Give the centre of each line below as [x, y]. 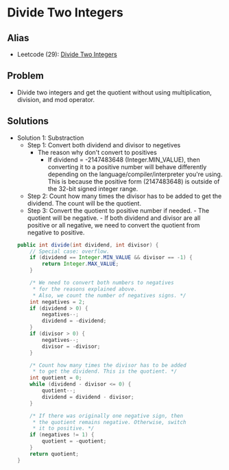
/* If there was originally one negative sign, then [107, 416]
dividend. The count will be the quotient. [84, 203]
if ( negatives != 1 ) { [62, 435]
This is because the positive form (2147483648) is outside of [134, 181]
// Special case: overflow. [70, 251]
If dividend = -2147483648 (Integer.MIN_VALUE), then [124, 160]
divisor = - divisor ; [71, 346]
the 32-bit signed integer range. [93, 188]
